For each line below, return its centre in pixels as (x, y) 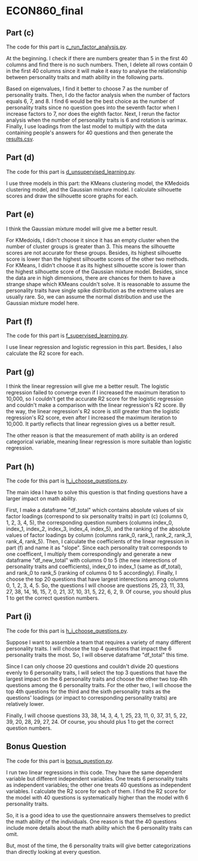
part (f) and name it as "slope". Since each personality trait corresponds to (97, 548)
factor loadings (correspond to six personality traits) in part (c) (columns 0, (97, 516)
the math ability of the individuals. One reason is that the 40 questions (92, 821)
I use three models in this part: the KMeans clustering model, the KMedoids (98, 183)
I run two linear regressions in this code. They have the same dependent (94, 772)
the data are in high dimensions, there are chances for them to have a (91, 278)
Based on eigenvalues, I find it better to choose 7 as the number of (87, 89)
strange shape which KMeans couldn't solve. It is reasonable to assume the (98, 284)
